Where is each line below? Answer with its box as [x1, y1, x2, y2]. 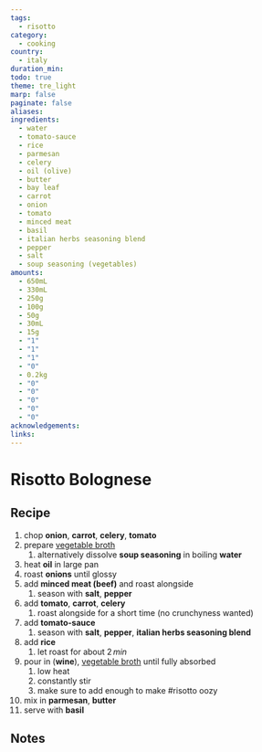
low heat [37, 665, 70, 676]
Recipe [10, 505, 51, 521]
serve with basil [23, 704, 85, 715]
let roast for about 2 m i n [37, 646, 127, 657]
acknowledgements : [10, 421, 80, 430]
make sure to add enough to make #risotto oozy [37, 684, 218, 695]
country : [10, 48, 44, 57]
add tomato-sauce [23, 617, 96, 628]
